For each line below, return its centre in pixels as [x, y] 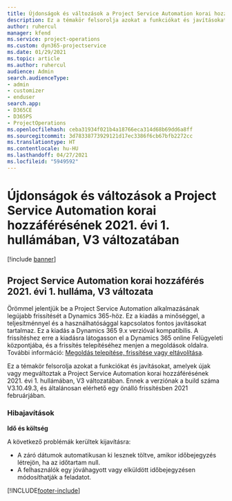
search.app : [24, 104]
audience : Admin [30, 71]
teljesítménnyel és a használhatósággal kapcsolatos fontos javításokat [107, 323]
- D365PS [20, 116]
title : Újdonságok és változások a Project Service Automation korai [109, 13]
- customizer [26, 91]
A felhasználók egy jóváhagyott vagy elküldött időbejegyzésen [106, 470]
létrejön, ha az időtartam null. [59, 462]
